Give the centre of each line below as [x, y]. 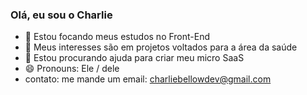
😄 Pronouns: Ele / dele [72, 69]
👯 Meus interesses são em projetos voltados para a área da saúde [161, 47]
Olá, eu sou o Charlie [61, 15]
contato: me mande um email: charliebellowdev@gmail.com [148, 79]
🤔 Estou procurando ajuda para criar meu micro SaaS [134, 58]
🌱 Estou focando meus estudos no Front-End [117, 37]
